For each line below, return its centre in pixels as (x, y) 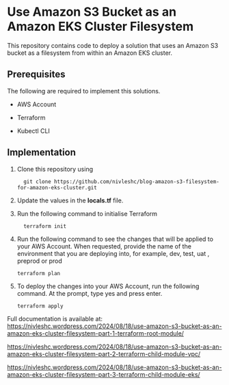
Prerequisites (36, 74)
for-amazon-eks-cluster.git (57, 187)
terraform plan (39, 273)
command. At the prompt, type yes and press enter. (90, 293)
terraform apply (40, 306)
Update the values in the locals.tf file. (70, 200)
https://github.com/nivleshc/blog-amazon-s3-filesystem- (137, 182)
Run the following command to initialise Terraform (87, 213)
